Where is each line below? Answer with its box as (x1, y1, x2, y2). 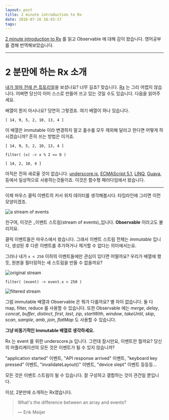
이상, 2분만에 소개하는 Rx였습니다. (5, 389, 72, 395)
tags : (5, 21, 17, 27)
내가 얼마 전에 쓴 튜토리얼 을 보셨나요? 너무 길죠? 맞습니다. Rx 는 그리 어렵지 (5, 84, 153, 90)
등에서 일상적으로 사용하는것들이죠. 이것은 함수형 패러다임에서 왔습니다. (5, 177, 145, 183)
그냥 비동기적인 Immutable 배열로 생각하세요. (5, 328, 95, 334)
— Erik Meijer (17, 409, 46, 415)
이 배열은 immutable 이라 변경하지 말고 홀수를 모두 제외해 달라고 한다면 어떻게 (5, 127, 158, 133)
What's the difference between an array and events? (17, 399, 127, 405)
